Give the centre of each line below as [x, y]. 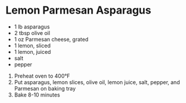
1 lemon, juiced [32, 51]
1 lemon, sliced [32, 46]
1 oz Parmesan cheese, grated [51, 39]
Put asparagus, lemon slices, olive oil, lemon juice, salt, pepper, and [97, 82]
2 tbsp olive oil [32, 33]
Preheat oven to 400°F [42, 76]
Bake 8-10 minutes [37, 95]
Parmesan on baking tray [45, 88]
